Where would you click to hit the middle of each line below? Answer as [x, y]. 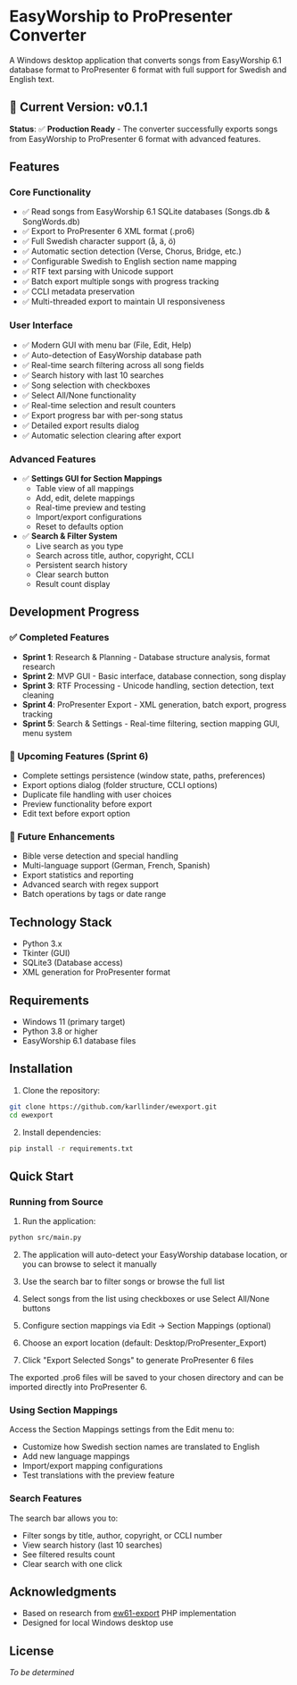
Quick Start [41, 1176]
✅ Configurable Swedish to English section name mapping [129, 262]
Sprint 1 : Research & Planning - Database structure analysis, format [146, 657]
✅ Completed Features [59, 638]
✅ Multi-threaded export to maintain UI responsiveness [124, 302]
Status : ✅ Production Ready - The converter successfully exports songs [144, 129]
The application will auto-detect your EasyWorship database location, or [155, 1254]
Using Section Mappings [64, 1410]
